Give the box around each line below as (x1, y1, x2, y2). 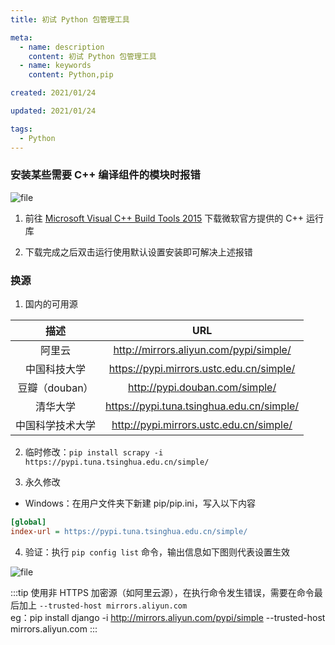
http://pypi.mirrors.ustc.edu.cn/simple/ (111, 418, 293, 432)
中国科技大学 (25, 362, 87, 376)
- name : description (19, 42, 105, 52)
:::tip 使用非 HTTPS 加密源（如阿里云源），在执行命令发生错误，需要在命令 (10, 586, 315, 598)
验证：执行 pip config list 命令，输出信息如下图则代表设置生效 (24, 546, 291, 558)
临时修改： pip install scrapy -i (24, 446, 164, 458)
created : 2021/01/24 (10, 88, 97, 98)
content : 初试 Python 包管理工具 (28, 51, 157, 61)
